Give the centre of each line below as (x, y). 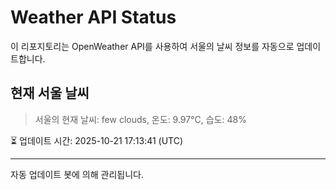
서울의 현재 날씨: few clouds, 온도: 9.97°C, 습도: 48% (140, 119)
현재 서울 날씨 (50, 93)
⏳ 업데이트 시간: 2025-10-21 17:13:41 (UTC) (97, 140)
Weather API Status (93, 17)
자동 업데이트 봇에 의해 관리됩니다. (77, 174)
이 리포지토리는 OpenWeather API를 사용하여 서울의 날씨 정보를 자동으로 (152, 46)
